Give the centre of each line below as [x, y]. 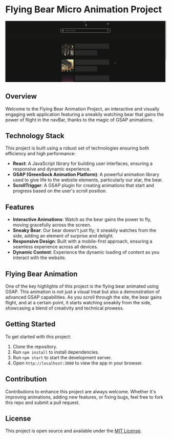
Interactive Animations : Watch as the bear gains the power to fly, [82, 219]
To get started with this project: [38, 336]
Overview [21, 96]
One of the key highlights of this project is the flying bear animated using [82, 286]
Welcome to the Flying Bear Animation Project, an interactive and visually [82, 108]
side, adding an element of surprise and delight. [63, 236]
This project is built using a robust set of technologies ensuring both [77, 148]
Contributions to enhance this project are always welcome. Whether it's [81, 391]
